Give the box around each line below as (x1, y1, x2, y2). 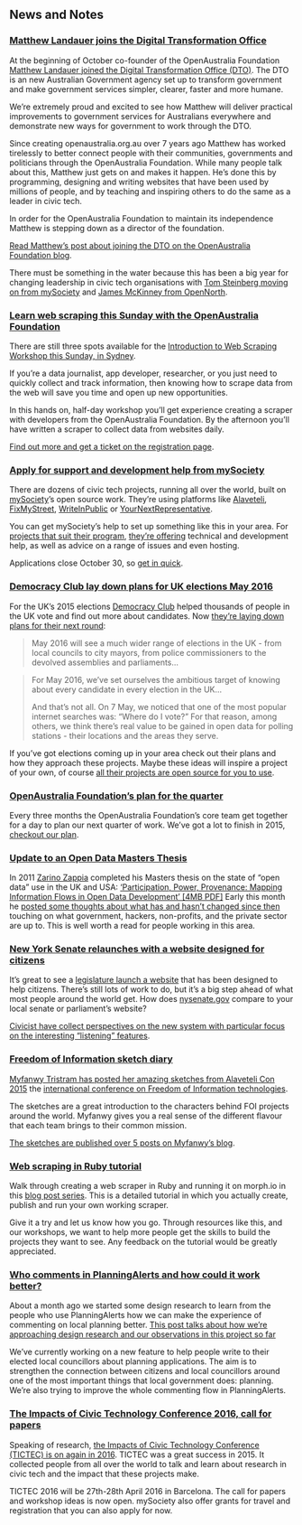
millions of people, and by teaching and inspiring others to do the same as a (9, 185, 291, 197)
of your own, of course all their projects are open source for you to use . (9, 767, 275, 778)
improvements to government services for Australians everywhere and (9, 110, 272, 121)
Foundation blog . (9, 249, 72, 260)
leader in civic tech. (9, 195, 83, 206)
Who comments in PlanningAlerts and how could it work (9, 1268, 261, 1281)
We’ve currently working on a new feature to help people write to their (9, 1346, 270, 1358)
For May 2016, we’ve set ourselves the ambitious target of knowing (31, 674, 281, 685)
